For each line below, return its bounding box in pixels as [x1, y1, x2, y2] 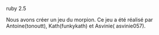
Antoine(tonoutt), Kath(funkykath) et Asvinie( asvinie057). [6, 23, 146, 29]
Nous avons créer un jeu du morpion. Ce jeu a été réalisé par [6, 16, 154, 23]
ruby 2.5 [6, 5, 26, 12]
